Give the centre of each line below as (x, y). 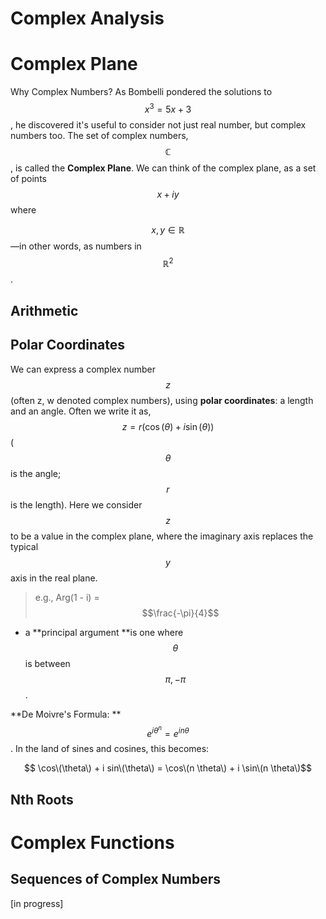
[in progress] (37, 903)
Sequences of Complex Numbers (116, 879)
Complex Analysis (87, 18)
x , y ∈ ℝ (168, 229)
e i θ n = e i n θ (168, 731)
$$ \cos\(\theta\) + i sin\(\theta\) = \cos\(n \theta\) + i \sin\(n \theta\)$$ (168, 768)
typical (24, 546)
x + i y (168, 194)
